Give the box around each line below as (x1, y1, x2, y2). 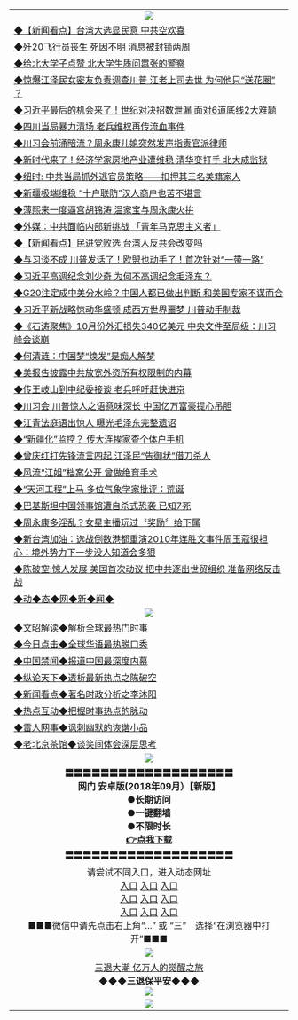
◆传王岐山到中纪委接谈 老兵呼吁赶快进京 (13, 383, 186, 396)
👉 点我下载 (125, 834, 173, 845)
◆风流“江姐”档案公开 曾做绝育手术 (13, 467, 158, 478)
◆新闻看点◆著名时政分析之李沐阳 (13, 688, 157, 700)
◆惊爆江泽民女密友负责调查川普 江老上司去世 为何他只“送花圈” (13, 75, 276, 86)
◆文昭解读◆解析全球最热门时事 (13, 622, 148, 633)
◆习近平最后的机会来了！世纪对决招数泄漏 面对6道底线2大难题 (13, 104, 277, 116)
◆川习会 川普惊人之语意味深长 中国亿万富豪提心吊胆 (13, 400, 232, 412)
